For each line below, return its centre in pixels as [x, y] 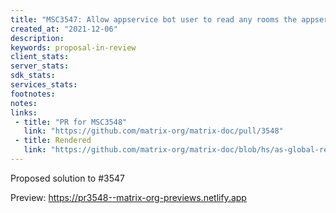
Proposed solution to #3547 [67, 178]
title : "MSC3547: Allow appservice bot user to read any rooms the [154, 19]
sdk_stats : [33, 76]
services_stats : [44, 85]
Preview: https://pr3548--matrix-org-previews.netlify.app [128, 197]
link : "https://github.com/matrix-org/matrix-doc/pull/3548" [153, 131]
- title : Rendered [53, 141]
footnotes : [33, 94]
